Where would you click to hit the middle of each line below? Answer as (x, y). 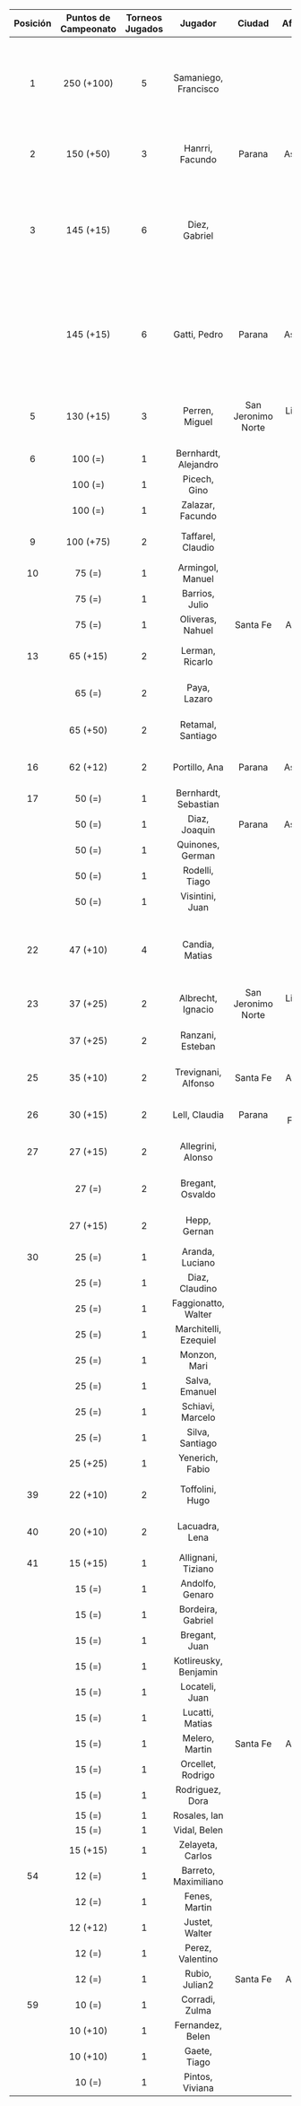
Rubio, (198, 1974)
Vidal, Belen (198, 1830)
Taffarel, (198, 536)
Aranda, (198, 1252)
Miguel (198, 422)
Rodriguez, (198, 1790)
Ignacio (198, 1009)
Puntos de (88, 17)
